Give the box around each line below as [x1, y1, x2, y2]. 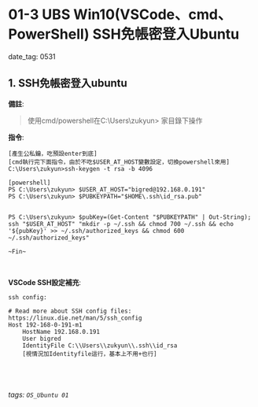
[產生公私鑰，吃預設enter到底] [8, 150, 98, 157]
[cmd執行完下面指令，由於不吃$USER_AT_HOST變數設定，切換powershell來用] [8, 157, 230, 166]
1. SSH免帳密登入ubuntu [8, 76, 127, 90]
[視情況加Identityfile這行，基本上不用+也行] [22, 350, 157, 357]
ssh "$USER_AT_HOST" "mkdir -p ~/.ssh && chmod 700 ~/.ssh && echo [8, 220, 234, 228]
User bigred [22, 335, 61, 342]
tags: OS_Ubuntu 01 [8, 390, 69, 400]
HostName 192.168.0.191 [22, 327, 101, 335]
